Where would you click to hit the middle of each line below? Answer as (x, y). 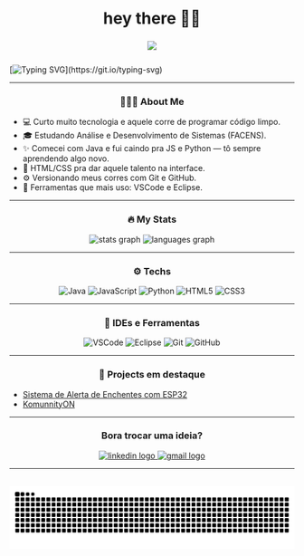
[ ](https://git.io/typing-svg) (86, 70)
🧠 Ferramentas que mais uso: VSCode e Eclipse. (113, 187)
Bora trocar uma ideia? (152, 436)
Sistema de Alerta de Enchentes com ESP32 (105, 394)
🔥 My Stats (152, 219)
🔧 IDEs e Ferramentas (152, 322)
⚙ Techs (152, 271)
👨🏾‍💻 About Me (152, 101)
